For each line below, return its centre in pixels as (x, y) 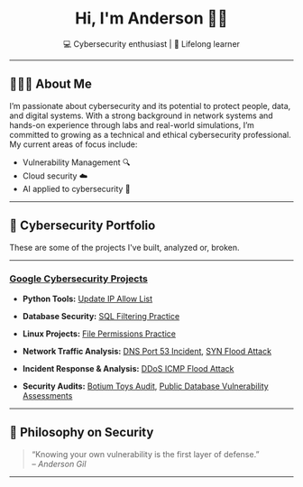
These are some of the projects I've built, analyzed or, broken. (125, 247)
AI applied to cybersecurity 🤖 (76, 188)
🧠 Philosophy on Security (82, 432)
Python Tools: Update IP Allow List (87, 299)
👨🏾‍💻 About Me (50, 84)
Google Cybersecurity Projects (79, 279)
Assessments (47, 395)
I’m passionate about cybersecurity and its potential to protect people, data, (150, 106)
